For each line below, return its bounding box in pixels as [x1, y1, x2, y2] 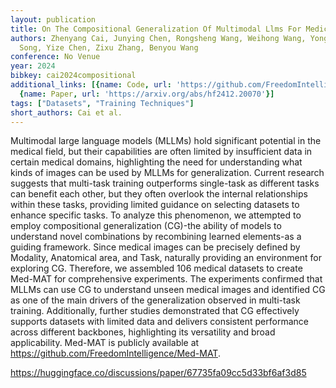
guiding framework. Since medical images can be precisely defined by [10, 241, 301, 253]
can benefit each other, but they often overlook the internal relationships [10, 188, 308, 200]
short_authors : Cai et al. [10, 107, 123, 118]
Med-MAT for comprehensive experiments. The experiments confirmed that [10, 273, 323, 285]
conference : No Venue [10, 52, 101, 62]
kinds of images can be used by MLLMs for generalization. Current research [10, 167, 325, 179]
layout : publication [10, 14, 97, 25]
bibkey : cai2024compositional [10, 71, 137, 81]
